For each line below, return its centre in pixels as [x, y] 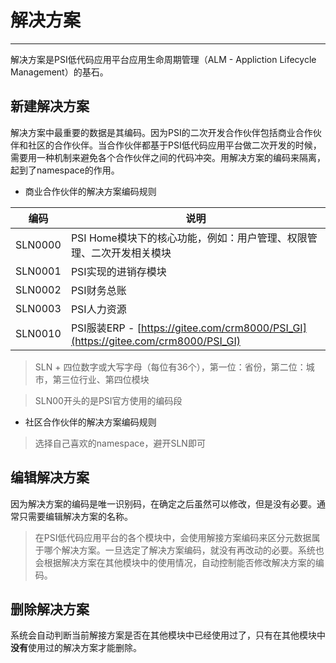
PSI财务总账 [98, 290]
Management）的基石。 [59, 72]
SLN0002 [38, 289]
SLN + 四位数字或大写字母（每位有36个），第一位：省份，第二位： [170, 367]
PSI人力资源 [98, 309]
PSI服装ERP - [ [106, 328]
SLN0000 [38, 244]
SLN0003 [38, 308]
